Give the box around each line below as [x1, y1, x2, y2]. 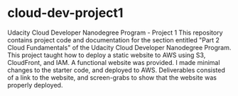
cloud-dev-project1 [7, 5, 124, 21]
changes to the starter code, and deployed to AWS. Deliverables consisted [7, 66, 226, 74]
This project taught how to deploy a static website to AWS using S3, [7, 51, 206, 59]
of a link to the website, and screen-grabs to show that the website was [7, 73, 217, 82]
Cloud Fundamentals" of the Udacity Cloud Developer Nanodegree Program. [7, 43, 232, 52]
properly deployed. [7, 80, 63, 89]
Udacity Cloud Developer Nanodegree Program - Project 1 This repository [7, 28, 223, 37]
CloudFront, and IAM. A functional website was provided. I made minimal [7, 58, 220, 66]
